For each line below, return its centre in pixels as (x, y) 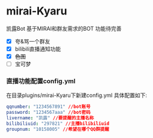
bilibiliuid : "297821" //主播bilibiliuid (58, 124)
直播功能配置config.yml (41, 81)
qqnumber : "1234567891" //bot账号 (49, 107)
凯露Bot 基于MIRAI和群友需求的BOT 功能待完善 (64, 28)
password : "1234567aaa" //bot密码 (49, 113)
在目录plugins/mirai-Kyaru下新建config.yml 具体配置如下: (76, 95)
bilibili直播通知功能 (38, 49)
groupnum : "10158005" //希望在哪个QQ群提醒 (58, 129)
